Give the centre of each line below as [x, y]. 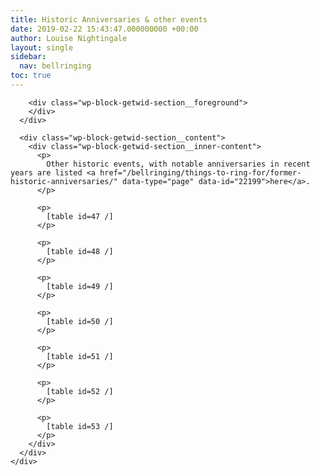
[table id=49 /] [80, 286]
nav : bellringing [55, 66]
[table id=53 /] [80, 426]
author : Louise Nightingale [69, 38]
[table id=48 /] [80, 251]
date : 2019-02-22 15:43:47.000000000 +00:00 [104, 29]
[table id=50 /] [80, 321]
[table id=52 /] [80, 391]
